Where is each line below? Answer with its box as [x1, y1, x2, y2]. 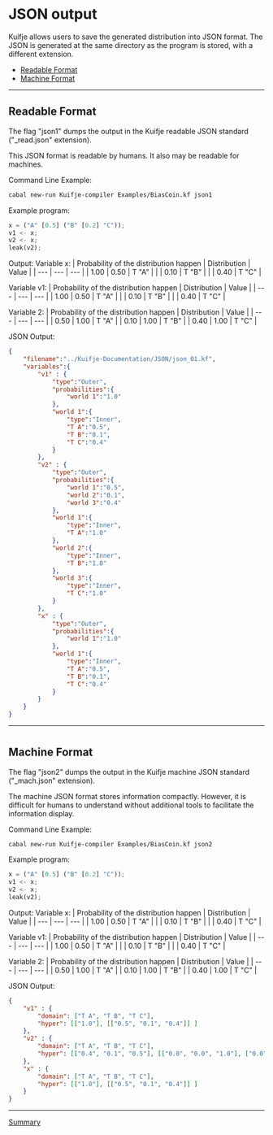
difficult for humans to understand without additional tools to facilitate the [8, 800, 254, 810]
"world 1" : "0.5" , [66, 483, 126, 492]
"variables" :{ [23, 363, 71, 371]
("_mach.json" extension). [8, 776, 96, 785]
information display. [8, 808, 75, 818]
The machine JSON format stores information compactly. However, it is [8, 791, 246, 801]
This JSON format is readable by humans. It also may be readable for [8, 150, 240, 160]
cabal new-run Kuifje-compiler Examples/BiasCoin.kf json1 [8, 190, 213, 199]
